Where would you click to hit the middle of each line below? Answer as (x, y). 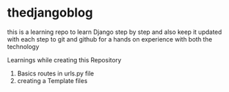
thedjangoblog (50, 13)
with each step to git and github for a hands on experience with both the (110, 39)
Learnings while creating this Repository (64, 59)
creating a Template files (52, 80)
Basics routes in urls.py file (56, 73)
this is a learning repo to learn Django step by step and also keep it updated (114, 32)
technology (23, 46)
